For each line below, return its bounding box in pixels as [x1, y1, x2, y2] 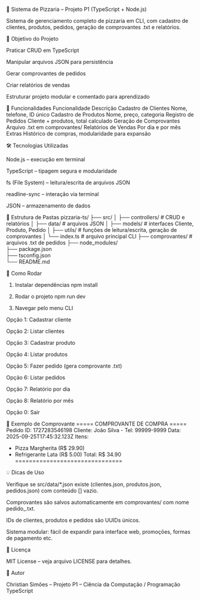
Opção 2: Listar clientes [6, 327, 64, 335]
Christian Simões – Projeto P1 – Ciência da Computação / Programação [6, 581, 181, 588]
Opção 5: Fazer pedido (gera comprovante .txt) [6, 362, 122, 369]
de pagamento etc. [6, 535, 53, 541]
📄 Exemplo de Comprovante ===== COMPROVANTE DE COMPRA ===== [6, 420, 187, 427]
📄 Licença [6, 546, 31, 553]
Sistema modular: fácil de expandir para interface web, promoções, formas [6, 528, 191, 535]
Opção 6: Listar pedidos [6, 374, 66, 381]
